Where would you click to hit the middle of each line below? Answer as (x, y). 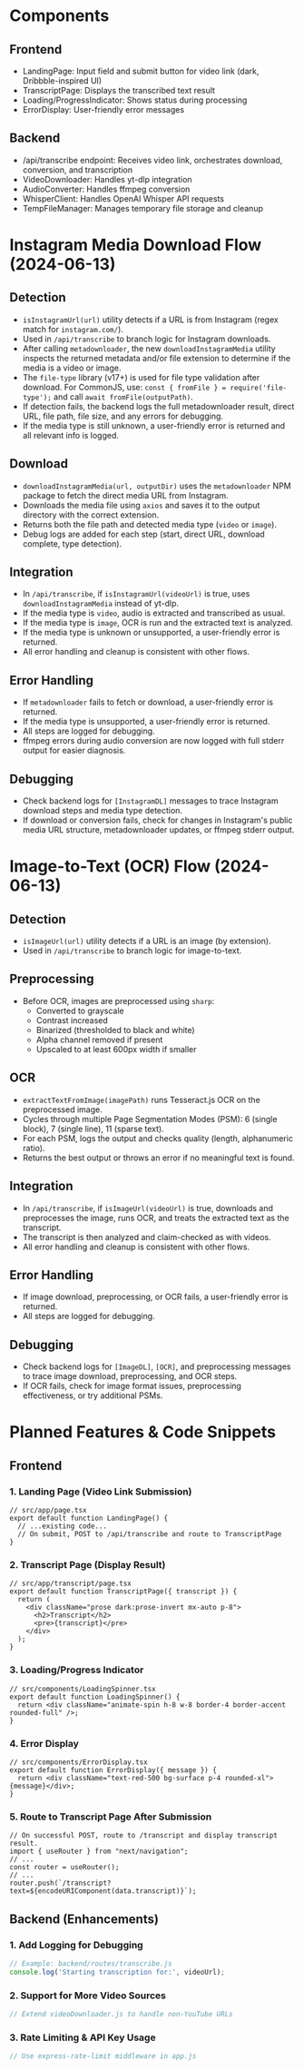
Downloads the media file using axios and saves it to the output (141, 505)
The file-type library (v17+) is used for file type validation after (141, 377)
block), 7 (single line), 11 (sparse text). (93, 1129)
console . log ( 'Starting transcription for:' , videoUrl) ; (117, 1972)
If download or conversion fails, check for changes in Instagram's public (157, 820)
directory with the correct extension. (91, 515)
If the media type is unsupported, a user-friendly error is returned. (146, 722)
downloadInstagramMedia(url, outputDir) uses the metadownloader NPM (157, 486)
